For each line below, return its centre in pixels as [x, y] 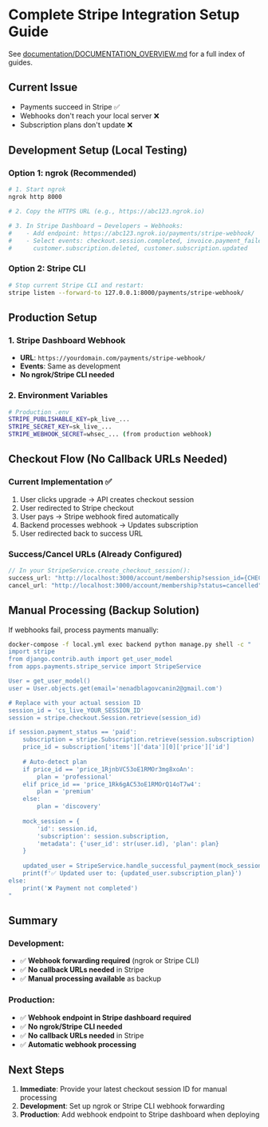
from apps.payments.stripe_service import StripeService [105, 667]
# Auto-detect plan [55, 762]
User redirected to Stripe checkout [77, 508]
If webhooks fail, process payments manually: [84, 630]
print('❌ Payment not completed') [80, 888]
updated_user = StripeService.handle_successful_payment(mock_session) [144, 866]
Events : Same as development [70, 366]
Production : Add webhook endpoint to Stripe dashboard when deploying [140, 1115]
